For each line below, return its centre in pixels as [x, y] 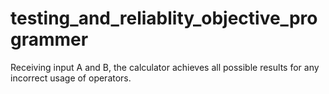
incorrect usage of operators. [71, 78]
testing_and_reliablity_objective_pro [164, 18]
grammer [49, 39]
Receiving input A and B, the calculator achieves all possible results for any [165, 67]
